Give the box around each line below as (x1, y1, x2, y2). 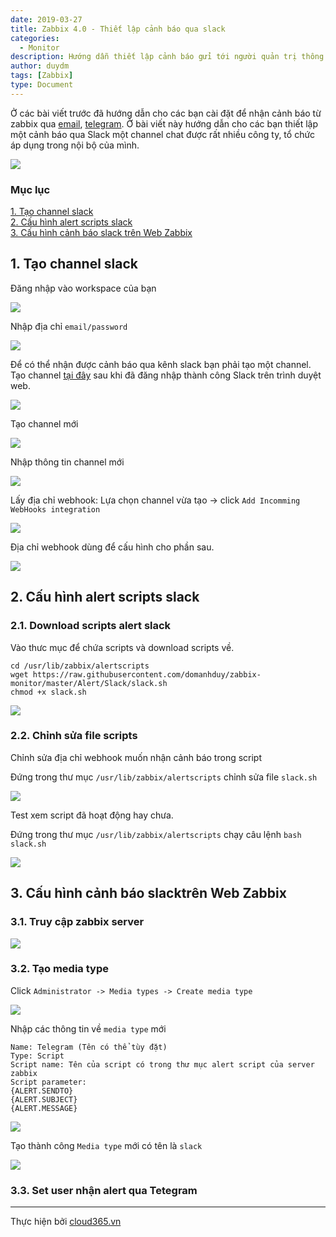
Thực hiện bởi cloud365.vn (10, 1216, 122, 1228)
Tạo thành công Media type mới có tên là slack (10, 1139, 203, 1151)
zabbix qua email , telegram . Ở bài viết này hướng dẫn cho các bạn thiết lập (10, 117, 319, 130)
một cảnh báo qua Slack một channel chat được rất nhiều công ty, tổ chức (10, 128, 316, 140)
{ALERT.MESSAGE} (10, 1103, 78, 1113)
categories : (10, 33, 60, 43)
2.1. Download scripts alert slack (10, 619, 172, 633)
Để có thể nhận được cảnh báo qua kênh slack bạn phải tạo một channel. (10, 358, 312, 370)
